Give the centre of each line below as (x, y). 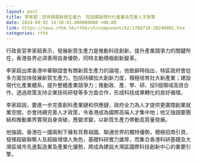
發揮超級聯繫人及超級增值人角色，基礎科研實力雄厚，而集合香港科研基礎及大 (98, 140)
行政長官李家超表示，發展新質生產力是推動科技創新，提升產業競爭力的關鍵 (96, 51)
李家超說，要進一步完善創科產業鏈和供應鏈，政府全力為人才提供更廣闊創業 (96, 105)
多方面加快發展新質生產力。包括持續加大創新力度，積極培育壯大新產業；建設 (98, 78)
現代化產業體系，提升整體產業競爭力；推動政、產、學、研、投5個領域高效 (95, 85)
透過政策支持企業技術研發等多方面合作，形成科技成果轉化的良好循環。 (101, 93)
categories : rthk (27, 33)
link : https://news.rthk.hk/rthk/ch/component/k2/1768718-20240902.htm (95, 28)
